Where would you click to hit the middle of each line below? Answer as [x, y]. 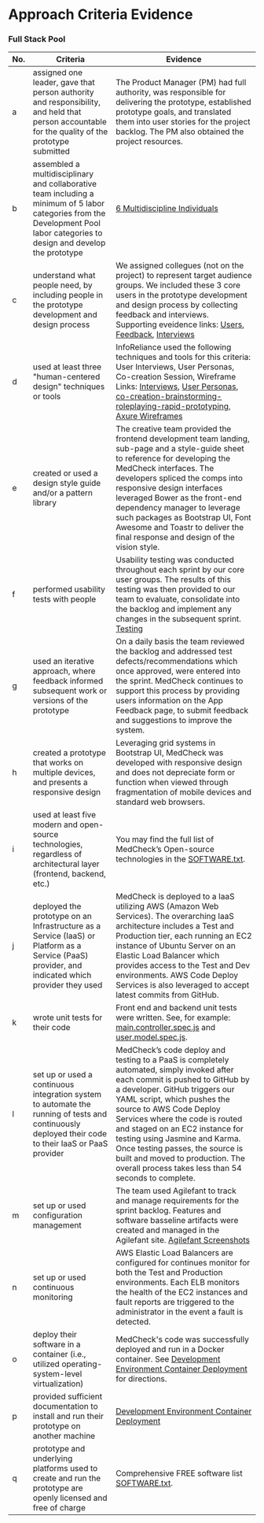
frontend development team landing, [182, 439]
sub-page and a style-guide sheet [180, 449]
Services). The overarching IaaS [174, 917]
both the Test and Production [169, 1273]
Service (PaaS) [60, 956]
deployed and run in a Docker [170, 1350]
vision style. [137, 547]
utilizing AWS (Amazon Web [167, 906]
